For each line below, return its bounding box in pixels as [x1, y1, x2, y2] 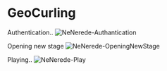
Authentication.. [7, 28, 54, 37]
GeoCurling [7, 5, 76, 21]
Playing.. [7, 55, 33, 64]
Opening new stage [7, 41, 65, 50]
